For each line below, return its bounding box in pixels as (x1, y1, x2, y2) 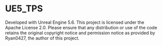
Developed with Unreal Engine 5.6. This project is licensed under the (5, 19, 145, 25)
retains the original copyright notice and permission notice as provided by (5, 30, 156, 36)
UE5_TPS (5, 3, 43, 14)
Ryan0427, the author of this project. (5, 35, 80, 41)
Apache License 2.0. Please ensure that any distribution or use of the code (5, 24, 157, 30)
